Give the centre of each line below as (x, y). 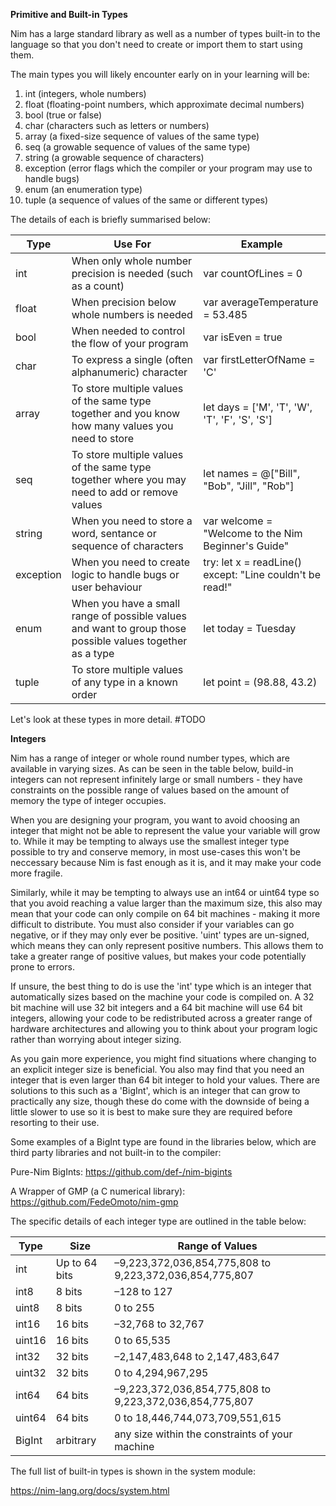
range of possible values (129, 616)
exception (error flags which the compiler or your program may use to (168, 168)
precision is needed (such (132, 273)
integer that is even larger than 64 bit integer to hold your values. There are (165, 1080)
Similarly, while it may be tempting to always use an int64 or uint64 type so (165, 892)
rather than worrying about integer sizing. (96, 1039)
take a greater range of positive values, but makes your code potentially (158, 956)
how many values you (122, 426)
